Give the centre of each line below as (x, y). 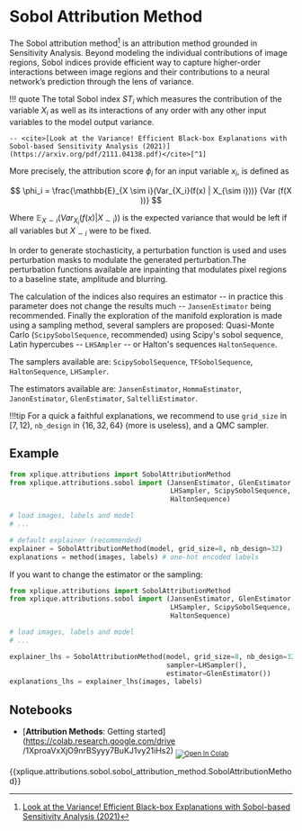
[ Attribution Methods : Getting (78, 732)
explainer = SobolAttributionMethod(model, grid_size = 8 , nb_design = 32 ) (146, 548)
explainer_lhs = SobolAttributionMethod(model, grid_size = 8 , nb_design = (148, 656)
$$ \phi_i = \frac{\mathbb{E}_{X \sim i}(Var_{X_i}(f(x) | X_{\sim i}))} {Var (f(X (151, 190)
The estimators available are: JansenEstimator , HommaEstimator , (126, 388)
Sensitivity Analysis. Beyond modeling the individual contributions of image (148, 52)
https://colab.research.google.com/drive (101, 741)
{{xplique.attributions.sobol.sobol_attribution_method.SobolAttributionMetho (151, 771)
